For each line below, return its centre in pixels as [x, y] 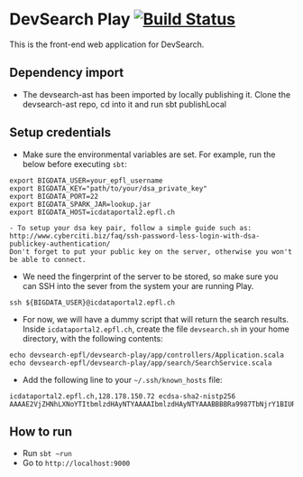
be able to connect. [48, 259]
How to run [41, 431]
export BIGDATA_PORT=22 [54, 196]
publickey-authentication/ [60, 244]
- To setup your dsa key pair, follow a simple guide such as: [131, 228]
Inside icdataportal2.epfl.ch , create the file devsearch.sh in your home [156, 329]
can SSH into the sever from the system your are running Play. [138, 285]
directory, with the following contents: [93, 338]
